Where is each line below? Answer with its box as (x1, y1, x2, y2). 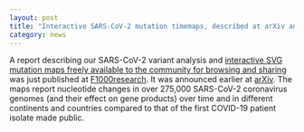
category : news (9, 30, 67, 39)
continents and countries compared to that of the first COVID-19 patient (9, 103, 277, 114)
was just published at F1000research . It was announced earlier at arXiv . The (9, 74, 292, 85)
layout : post (9, 13, 59, 23)
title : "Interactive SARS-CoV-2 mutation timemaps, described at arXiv (9, 22, 285, 31)
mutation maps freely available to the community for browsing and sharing (9, 64, 287, 75)
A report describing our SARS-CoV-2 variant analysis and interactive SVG (9, 55, 283, 66)
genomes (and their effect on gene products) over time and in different (9, 93, 273, 104)
